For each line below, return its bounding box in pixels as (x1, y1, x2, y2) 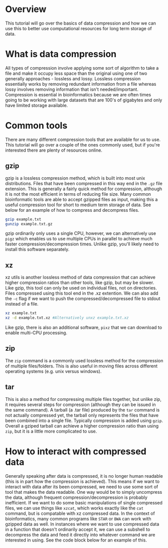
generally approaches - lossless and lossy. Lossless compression (5, 75, 141, 81)
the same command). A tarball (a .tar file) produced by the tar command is (5, 406, 160, 413)
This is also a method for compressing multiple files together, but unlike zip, (5, 396, 161, 402)
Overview (5, 4, 47, 15)
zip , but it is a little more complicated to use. (5, 428, 97, 434)
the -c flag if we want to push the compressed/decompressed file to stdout (5, 296, 160, 302)
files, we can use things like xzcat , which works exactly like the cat (5, 505, 144, 511)
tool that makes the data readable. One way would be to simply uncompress (5, 489, 162, 495)
